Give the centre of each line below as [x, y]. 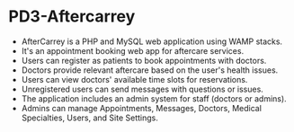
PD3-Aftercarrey [72, 17]
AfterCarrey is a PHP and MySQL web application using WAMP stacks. [152, 41]
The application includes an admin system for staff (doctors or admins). [154, 98]
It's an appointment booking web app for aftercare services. [133, 50]
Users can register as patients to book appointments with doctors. [144, 60]
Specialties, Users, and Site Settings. [89, 118]
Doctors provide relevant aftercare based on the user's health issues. [150, 70]
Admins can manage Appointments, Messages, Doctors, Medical [142, 108]
